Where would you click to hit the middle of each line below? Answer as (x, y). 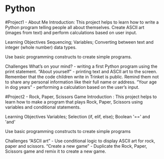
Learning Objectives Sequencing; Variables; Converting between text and (79, 42)
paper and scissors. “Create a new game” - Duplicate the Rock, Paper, (76, 146)
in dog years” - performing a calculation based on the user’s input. (72, 87)
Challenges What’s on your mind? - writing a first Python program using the (81, 66)
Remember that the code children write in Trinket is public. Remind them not (82, 77)
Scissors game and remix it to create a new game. (56, 151)
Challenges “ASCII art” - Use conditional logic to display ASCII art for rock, (80, 141)
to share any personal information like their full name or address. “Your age (81, 82)
